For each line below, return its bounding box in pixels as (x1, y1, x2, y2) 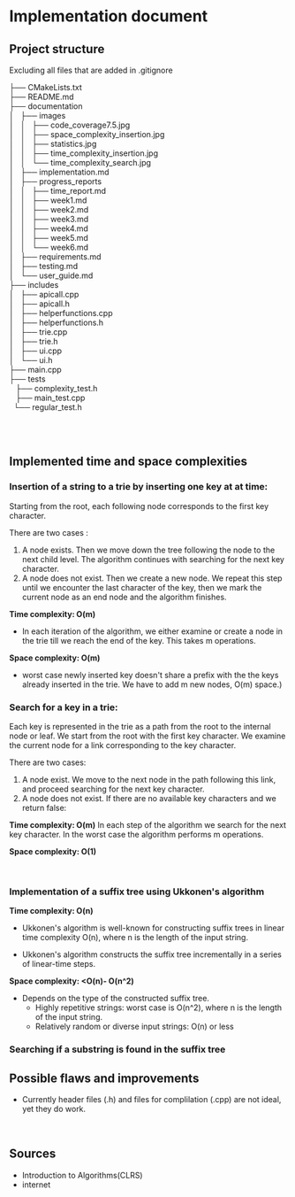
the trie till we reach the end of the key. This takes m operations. (21, 635, 256, 645)
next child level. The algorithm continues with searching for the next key (21, 553, 285, 564)
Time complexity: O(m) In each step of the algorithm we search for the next (9, 819, 287, 830)
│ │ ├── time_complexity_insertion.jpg (9, 148, 159, 158)
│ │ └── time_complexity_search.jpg (9, 158, 152, 167)
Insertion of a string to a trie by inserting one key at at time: (9, 481, 269, 493)
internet (21, 1179, 51, 1190)
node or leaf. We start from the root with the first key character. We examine (9, 730, 286, 741)
